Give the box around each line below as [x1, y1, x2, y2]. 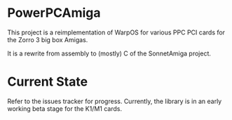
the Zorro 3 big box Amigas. [7, 35, 88, 44]
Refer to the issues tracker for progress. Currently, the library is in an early [7, 97, 222, 105]
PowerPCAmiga [7, 5, 101, 21]
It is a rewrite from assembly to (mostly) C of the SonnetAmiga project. [7, 49, 212, 58]
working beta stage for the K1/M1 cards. [7, 104, 123, 113]
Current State [7, 74, 88, 90]
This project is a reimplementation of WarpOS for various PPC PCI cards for [7, 28, 226, 36]
